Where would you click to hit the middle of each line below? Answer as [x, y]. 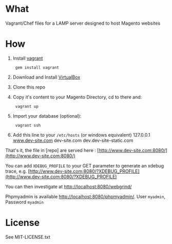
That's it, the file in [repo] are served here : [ [52, 150]
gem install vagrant [37, 67]
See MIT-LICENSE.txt [28, 237]
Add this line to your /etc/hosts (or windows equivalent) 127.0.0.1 [81, 135]
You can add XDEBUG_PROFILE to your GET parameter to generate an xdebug [85, 165]
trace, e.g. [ [17, 171]
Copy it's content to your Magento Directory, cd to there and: [77, 97]
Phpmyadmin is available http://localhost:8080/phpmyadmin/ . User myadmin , [85, 196]
